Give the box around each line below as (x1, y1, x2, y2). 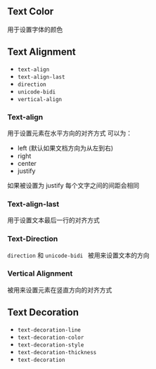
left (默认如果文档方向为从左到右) (17, 143, 114, 152)
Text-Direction (7, 234, 58, 244)
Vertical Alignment (7, 268, 73, 278)
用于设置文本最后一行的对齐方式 (7, 216, 100, 224)
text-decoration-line (17, 326, 81, 333)
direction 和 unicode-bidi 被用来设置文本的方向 (7, 251, 150, 259)
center (17, 159, 37, 167)
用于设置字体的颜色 (7, 25, 63, 34)
